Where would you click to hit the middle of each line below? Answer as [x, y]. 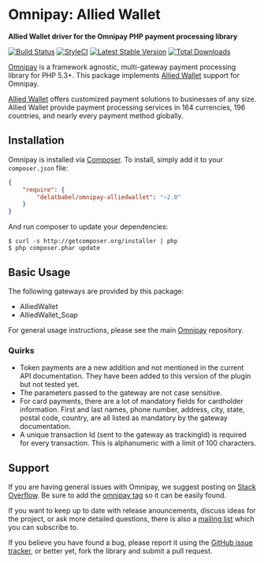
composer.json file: [38, 168]
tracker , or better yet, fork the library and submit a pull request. [110, 551]
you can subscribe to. [43, 528]
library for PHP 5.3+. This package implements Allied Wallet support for [124, 75]
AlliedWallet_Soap [49, 315]
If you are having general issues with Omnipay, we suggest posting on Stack [132, 487]
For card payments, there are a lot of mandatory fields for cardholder [132, 401]
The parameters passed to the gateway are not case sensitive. [121, 393]
